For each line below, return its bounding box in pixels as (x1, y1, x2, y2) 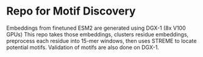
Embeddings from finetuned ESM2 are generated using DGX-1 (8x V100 (6, 24, 186, 32)
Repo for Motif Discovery (6, 4, 136, 18)
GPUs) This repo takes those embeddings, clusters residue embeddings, (6, 30, 189, 38)
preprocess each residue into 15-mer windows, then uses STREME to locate (6, 37, 197, 44)
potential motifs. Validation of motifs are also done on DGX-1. (6, 44, 160, 51)
